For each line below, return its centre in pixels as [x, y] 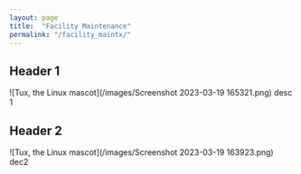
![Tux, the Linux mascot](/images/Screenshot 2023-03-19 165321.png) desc [151, 93]
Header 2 [36, 130]
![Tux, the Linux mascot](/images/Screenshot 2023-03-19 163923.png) [141, 152]
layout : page [34, 18]
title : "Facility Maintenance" [70, 26]
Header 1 [35, 71]
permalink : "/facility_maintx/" [70, 34]
